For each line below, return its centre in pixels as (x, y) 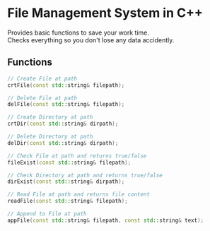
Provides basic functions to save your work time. (78, 32)
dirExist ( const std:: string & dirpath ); (66, 182)
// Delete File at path (42, 98)
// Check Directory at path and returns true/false (85, 175)
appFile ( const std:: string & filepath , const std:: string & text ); (105, 220)
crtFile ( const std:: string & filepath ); (66, 85)
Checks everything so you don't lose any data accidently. (91, 40)
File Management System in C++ (105, 13)
